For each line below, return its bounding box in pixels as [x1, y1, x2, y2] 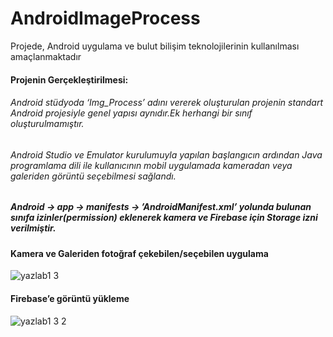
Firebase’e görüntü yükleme [10, 292, 130, 304]
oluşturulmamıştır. [10, 118, 85, 130]
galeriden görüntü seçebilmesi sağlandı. [10, 170, 177, 182]
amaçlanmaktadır [10, 50, 82, 62]
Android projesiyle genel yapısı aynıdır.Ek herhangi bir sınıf [10, 107, 253, 119]
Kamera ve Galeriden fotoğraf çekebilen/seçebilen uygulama [10, 247, 269, 259]
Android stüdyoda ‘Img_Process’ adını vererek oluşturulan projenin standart [10, 97, 324, 109]
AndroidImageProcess [10, 7, 201, 30]
